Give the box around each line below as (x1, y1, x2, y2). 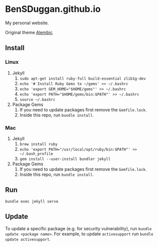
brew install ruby (19, 142, 58, 147)
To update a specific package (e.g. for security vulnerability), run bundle (5, 225, 152, 231)
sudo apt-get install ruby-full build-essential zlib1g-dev (19, 76, 146, 81)
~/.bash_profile (19, 151, 53, 156)
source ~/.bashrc (19, 97, 56, 102)
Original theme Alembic (5, 29, 53, 35)
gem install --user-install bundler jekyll (19, 156, 111, 161)
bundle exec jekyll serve (5, 199, 58, 204)
